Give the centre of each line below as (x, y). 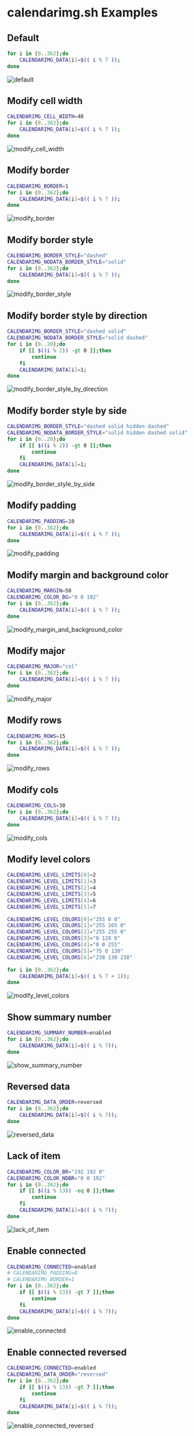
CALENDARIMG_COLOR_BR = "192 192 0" (56, 1172)
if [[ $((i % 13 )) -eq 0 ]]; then (67, 1191)
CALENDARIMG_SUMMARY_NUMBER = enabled (59, 1033)
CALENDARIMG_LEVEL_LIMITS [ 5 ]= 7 (52, 907)
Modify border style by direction (78, 315)
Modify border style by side (67, 411)
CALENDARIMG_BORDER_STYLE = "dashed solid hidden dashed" (88, 427)
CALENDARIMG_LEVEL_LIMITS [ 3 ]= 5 (52, 894)
